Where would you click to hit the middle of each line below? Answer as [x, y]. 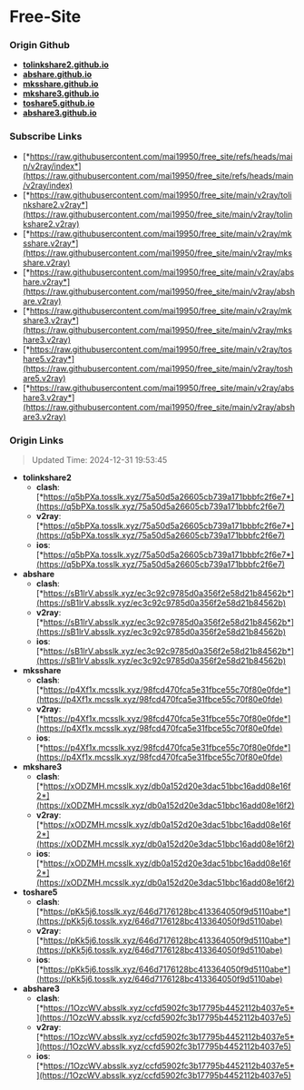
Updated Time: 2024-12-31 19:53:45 [99, 460]
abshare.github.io [57, 74]
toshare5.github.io [59, 103]
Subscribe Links [46, 136]
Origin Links [37, 440]
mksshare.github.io [60, 84]
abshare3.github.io [59, 113]
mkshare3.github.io [61, 93]
